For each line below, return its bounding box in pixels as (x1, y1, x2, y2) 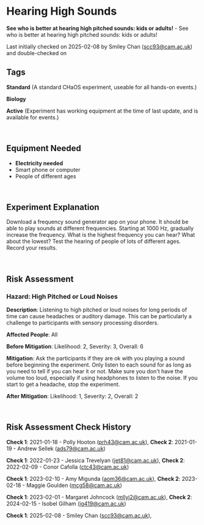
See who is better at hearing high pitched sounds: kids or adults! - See (6, 24, 189, 32)
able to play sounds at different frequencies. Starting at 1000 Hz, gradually (6, 225, 194, 232)
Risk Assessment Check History (6, 422, 131, 433)
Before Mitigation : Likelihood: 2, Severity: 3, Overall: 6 (6, 343, 144, 350)
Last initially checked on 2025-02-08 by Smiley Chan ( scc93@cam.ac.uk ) (6, 43, 193, 50)
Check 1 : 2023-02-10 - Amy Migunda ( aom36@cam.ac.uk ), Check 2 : (6, 475, 181, 482)
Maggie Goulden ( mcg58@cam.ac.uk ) (26, 482, 122, 489)
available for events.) (6, 113, 59, 121)
